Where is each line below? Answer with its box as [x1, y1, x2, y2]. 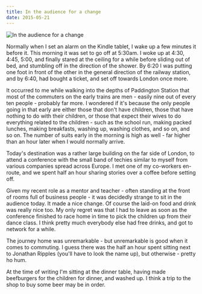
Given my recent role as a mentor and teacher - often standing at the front [6, 187, 191, 194]
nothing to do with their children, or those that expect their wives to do [6, 112, 181, 120]
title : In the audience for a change [6, 8, 101, 15]
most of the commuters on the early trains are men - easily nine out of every [6, 93, 196, 100]
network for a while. [6, 225, 56, 232]
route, [6, 168, 21, 176]
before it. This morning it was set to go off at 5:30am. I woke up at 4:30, [6, 49, 185, 56]
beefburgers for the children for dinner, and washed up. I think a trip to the [6, 274, 191, 281]
